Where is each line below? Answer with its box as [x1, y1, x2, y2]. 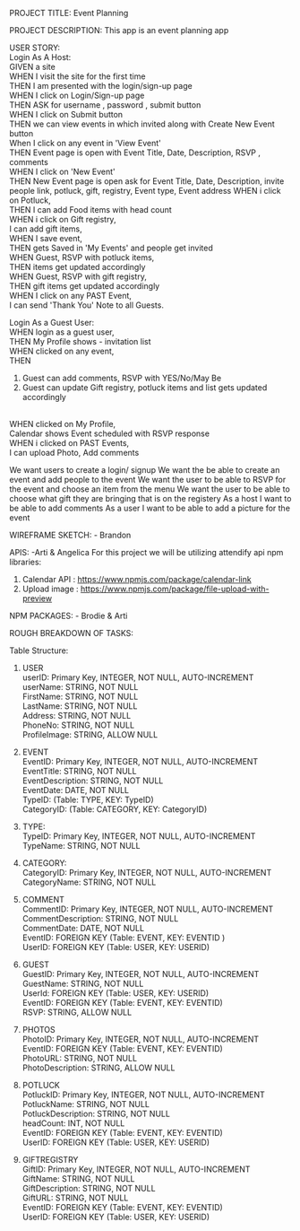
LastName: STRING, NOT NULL [21, 701, 138, 712]
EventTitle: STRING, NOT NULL [21, 766, 137, 776]
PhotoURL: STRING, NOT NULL [21, 1053, 137, 1063]
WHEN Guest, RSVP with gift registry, [9, 271, 148, 282]
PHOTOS [21, 1025, 56, 1035]
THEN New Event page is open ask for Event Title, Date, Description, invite [9, 176, 285, 187]
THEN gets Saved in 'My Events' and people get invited [9, 242, 213, 253]
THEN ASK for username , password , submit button [9, 100, 201, 110]
